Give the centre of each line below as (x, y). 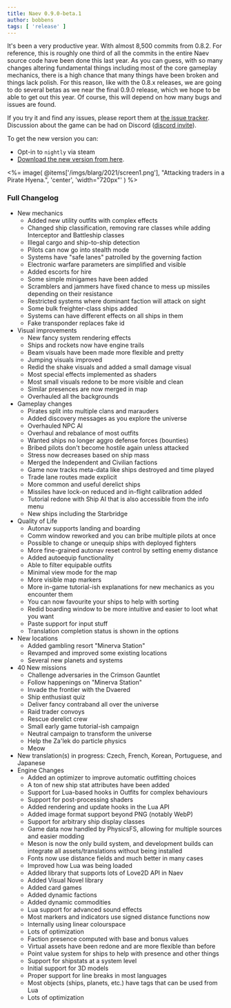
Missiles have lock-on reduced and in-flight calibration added (114, 491)
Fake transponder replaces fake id (76, 323)
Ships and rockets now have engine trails (86, 345)
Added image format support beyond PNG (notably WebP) (110, 814)
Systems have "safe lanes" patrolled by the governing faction (114, 257)
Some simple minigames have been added (88, 279)
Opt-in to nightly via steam (56, 152)
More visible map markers (64, 580)
